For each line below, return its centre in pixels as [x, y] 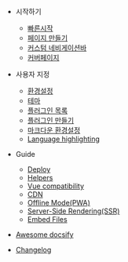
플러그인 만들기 [51, 120]
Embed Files [48, 219]
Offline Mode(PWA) [59, 203]
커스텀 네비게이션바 [57, 48]
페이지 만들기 [48, 38]
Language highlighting [64, 139]
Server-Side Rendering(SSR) [73, 211]
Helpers [40, 178]
